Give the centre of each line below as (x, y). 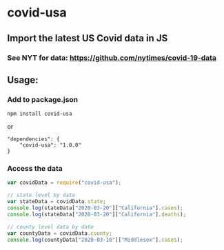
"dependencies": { (33, 139)
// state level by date (41, 195)
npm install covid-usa (40, 114)
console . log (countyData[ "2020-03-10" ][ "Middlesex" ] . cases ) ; (95, 240)
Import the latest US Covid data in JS (88, 38)
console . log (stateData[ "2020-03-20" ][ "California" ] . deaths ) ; (97, 214)
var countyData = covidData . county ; (60, 233)
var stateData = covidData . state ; (57, 202)
